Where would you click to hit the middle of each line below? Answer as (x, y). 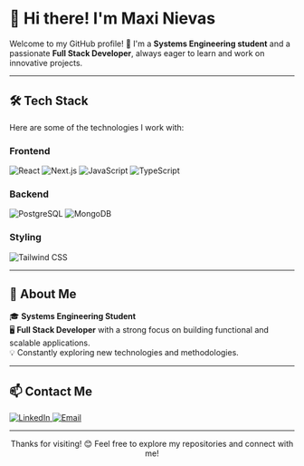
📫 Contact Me (51, 391)
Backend (29, 194)
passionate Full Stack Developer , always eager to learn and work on (137, 53)
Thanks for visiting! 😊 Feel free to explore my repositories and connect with (152, 444)
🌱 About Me (43, 294)
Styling (26, 238)
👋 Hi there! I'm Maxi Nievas (112, 19)
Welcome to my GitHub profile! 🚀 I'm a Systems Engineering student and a (150, 44)
